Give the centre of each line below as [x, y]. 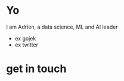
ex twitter [27, 45]
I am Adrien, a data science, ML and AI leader [62, 27]
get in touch [36, 69]
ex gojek [25, 38]
